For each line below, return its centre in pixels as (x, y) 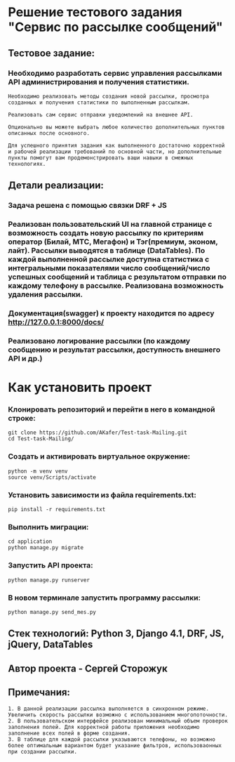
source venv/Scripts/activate (52, 477)
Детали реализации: (56, 186)
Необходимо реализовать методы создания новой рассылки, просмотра (109, 96)
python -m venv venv (38, 471)
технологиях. (27, 164)
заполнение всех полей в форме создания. (69, 733)
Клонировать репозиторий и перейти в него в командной (112, 409)
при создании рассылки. (43, 751)
